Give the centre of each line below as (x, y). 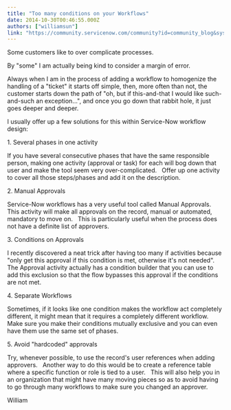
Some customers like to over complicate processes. (80, 52)
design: (18, 129)
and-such (21, 101)
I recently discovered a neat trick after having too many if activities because (114, 253)
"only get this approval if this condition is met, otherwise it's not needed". (111, 260)
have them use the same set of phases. (63, 331)
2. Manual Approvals (36, 191)
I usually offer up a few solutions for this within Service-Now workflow (107, 122)
